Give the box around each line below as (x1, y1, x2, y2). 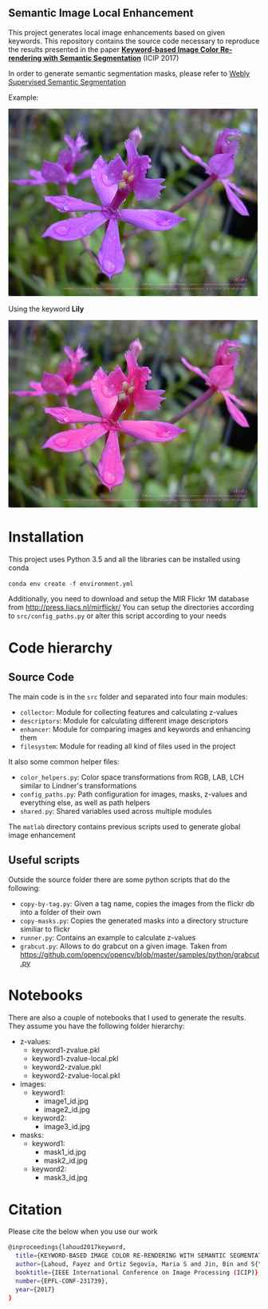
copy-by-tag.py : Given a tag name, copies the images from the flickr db (19, 899, 255, 908)
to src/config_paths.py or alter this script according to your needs (8, 611, 227, 621)
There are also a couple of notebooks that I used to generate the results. (8, 1012, 246, 1022)
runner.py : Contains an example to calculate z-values (19, 932, 196, 942)
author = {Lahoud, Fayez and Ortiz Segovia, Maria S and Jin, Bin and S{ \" (15, 1260, 266, 1268)
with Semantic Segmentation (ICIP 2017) (43, 53, 179, 62)
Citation (8, 1200, 62, 1219)
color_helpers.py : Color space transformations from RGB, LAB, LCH (19, 772, 245, 782)
